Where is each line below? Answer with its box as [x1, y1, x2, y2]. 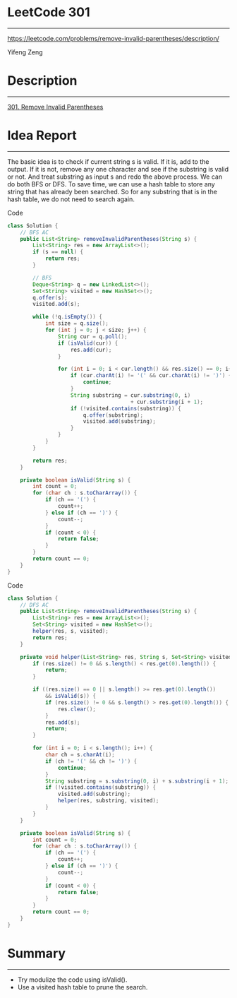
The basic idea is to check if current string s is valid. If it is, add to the [7, 157, 209, 166]
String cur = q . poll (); [57, 333, 128, 340]
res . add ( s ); [44, 718, 80, 726]
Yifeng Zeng [7, 47, 44, 57]
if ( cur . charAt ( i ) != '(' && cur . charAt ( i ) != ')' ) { [70, 372, 232, 379]
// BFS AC [20, 229, 49, 236]
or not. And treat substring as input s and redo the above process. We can [7, 172, 223, 181]
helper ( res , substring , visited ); [57, 797, 159, 804]
